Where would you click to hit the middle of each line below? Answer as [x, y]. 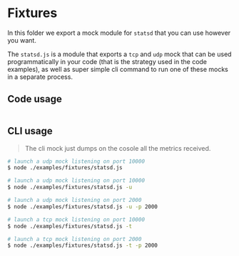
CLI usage [30, 131]
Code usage [35, 99]
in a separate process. [40, 77]
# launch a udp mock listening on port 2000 [75, 201]
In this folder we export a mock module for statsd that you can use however [119, 33]
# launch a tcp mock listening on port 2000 [75, 239]
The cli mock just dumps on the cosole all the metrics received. [118, 148]
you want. [22, 40]
